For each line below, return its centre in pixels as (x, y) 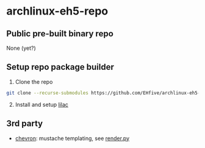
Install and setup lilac (42, 104)
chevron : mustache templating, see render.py (72, 138)
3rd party (25, 123)
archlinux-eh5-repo (57, 11)
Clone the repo (34, 82)
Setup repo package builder (60, 67)
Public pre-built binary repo (60, 34)
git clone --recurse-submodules (47, 93)
